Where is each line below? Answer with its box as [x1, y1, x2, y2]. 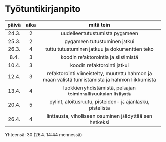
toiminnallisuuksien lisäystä [68, 90, 131, 97]
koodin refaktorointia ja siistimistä [60, 53, 138, 60]
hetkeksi [89, 119, 110, 126]
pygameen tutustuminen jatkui [64, 38, 135, 45]
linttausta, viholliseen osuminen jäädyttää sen [46, 112, 152, 119]
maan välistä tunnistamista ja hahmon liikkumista [42, 76, 157, 83]
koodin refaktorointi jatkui [70, 62, 129, 69]
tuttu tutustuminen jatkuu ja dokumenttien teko [45, 46, 154, 52]
